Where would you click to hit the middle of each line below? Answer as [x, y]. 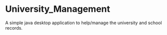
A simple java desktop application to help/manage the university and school [83, 23]
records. [14, 28]
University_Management [58, 9]
